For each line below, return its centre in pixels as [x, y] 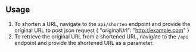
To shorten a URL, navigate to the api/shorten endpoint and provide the [102, 24]
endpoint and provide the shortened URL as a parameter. [84, 43]
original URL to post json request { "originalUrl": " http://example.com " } [102, 30]
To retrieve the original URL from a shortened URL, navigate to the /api [101, 36]
